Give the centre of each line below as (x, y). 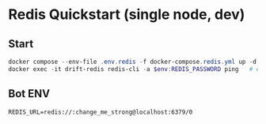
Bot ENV (29, 94)
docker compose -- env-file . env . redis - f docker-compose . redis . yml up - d (133, 62)
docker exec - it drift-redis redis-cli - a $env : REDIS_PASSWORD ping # (131, 69)
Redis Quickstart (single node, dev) (127, 15)
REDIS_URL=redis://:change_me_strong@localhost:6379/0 (101, 112)
